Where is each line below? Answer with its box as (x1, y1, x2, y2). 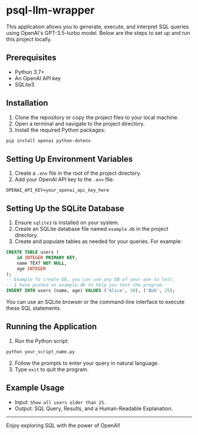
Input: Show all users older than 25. (14, 398, 107, 405)
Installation (6, 98, 48, 108)
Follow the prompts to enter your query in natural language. (14, 359, 159, 367)
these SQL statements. (6, 305, 62, 312)
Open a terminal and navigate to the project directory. (14, 120, 145, 127)
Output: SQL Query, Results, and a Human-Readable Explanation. (14, 405, 173, 412)
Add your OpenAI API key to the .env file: (14, 176, 114, 183)
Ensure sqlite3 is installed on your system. (14, 219, 120, 226)
